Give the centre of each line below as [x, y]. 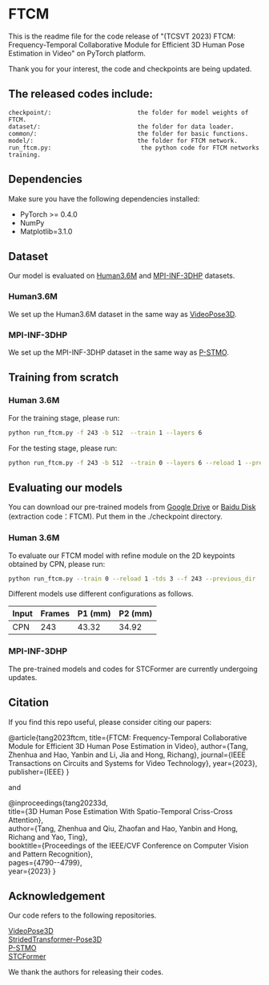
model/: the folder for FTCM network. [123, 140]
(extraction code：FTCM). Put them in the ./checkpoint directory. [115, 517]
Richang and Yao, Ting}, [48, 836]
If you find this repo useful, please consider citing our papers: [110, 722]
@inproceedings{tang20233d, [58, 803]
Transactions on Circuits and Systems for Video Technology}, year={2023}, [133, 763]
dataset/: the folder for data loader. [121, 126]
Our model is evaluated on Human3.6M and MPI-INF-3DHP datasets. [122, 276]
